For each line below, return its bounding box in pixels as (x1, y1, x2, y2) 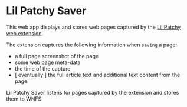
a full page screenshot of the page (14, 52, 99, 59)
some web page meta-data (14, 59, 81, 66)
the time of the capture (14, 65, 71, 72)
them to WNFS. (6, 95, 43, 102)
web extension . (6, 29, 44, 36)
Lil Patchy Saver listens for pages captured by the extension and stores (6, 89, 179, 96)
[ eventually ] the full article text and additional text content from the (14, 71, 181, 78)
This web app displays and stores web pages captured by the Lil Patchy (6, 24, 181, 31)
